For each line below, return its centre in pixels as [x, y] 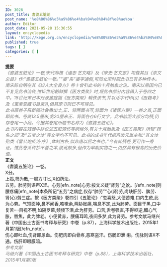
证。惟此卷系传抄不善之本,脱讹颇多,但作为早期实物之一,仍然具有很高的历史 [81, 147]
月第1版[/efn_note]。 [26, 229]
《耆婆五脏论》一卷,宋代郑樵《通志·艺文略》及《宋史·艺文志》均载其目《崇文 [83, 72]
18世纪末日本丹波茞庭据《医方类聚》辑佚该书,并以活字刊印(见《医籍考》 [87, 97]
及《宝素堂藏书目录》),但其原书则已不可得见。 [51, 104]
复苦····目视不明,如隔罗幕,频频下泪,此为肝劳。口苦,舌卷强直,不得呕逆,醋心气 [81, 210]
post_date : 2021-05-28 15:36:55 [39, 28]
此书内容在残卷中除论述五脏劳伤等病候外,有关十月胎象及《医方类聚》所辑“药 [83, 129]
